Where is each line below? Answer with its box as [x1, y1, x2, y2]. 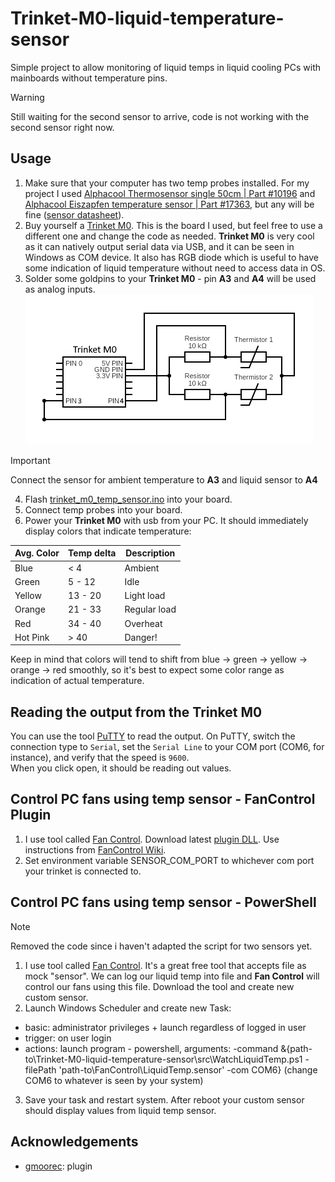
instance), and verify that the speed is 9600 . [10, 752, 190, 764]
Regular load [124, 603, 177, 616]
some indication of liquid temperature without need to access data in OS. [24, 262, 326, 274]
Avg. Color [14, 547, 60, 559]
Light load [124, 590, 166, 601]
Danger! [124, 631, 158, 643]
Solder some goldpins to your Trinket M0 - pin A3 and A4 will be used [24, 272, 317, 284]
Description [125, 547, 176, 559]
